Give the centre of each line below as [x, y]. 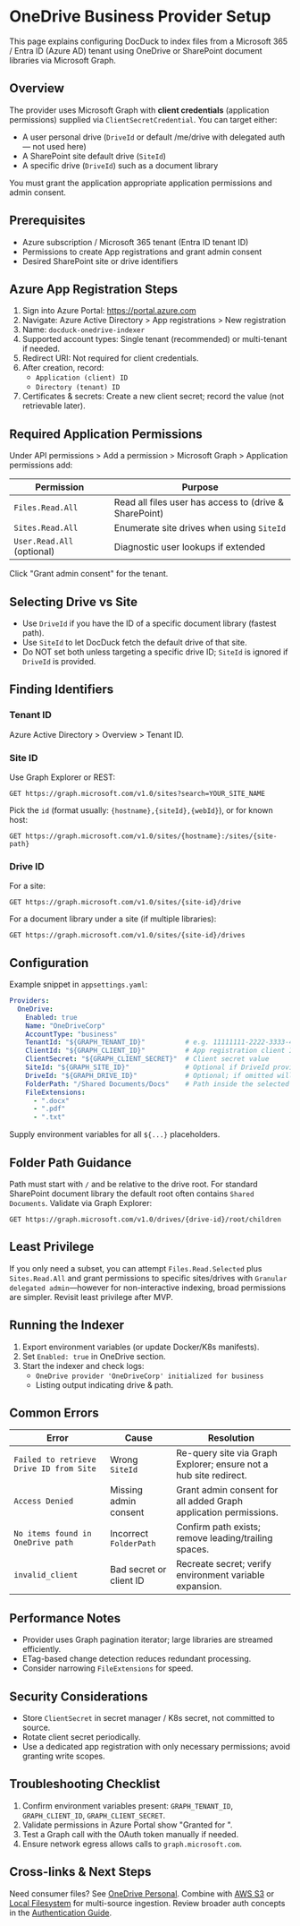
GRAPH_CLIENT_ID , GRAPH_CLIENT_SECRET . [94, 1815]
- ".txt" [49, 1117]
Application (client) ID [82, 378]
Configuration [49, 963]
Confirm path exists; [218, 1527]
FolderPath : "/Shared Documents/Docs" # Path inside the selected [158, 1084]
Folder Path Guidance [71, 1163]
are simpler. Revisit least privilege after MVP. [92, 1297]
